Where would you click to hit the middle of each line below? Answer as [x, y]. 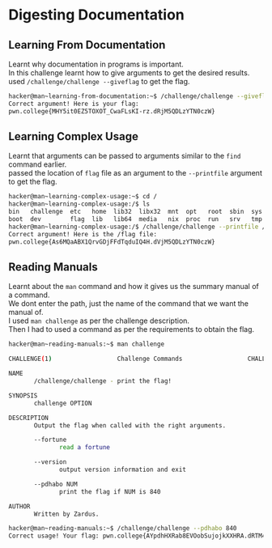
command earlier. [38, 164]
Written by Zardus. [66, 514]
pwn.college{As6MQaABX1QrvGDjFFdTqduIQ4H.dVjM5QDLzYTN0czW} [112, 242]
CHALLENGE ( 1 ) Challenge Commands [96, 359]
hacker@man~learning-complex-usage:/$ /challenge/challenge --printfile [134, 227]
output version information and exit [123, 469]
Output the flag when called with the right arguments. [130, 425]
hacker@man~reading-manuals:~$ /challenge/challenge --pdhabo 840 [123, 529]
